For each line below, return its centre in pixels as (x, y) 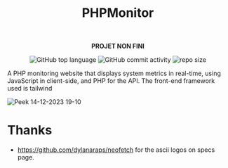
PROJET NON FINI (118, 46)
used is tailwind (30, 88)
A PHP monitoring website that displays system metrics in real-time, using (114, 73)
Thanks (30, 130)
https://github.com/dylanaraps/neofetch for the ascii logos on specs (116, 150)
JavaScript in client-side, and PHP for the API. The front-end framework (111, 80)
